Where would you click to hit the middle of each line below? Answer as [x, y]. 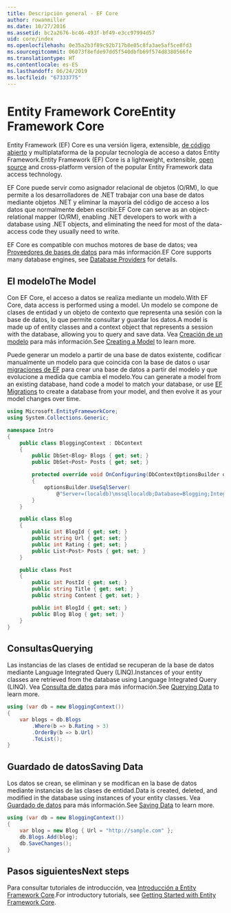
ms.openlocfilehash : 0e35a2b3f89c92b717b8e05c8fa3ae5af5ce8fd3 [100, 45]
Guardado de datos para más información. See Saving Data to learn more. [111, 805]
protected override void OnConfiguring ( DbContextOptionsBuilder [126, 475]
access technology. [35, 174]
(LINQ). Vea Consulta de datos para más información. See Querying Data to [113, 687]
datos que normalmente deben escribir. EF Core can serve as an [97, 210]
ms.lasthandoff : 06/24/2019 [47, 71]
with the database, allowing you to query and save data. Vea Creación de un [115, 334]
